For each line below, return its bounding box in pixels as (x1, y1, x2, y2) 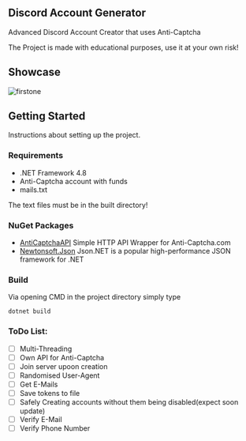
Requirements (8, 150, 64, 161)
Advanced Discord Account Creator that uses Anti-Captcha (8, 27, 201, 36)
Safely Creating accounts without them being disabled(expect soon (19, 398, 239, 406)
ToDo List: (8, 326, 48, 337)
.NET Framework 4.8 (19, 168, 87, 177)
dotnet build (8, 307, 51, 315)
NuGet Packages (8, 220, 74, 231)
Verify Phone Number (19, 424, 91, 433)
